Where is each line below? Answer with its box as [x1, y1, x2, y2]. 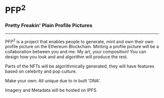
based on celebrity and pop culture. [5, 68, 77, 74]
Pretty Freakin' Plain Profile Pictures [5, 22, 93, 29]
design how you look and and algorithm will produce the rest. [5, 54, 128, 60]
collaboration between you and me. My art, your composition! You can [5, 49, 146, 55]
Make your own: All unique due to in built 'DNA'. [5, 78, 101, 84]
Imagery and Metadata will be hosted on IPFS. [5, 87, 98, 93]
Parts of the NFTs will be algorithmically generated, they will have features [5, 64, 155, 69]
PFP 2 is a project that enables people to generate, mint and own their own [5, 37, 154, 44]
